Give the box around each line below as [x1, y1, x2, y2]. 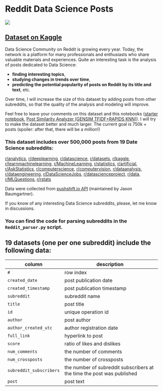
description [96, 261, 124, 267]
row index [64, 269, 87, 276]
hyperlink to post [64, 332, 103, 339]
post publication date [64, 277, 113, 283]
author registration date [64, 324, 118, 331]
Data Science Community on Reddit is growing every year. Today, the [5, 46, 144, 52]
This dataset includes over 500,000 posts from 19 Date [5, 138, 138, 145]
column [24, 261, 43, 267]
